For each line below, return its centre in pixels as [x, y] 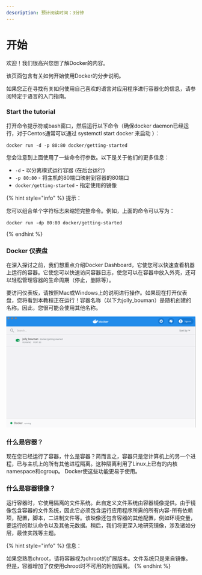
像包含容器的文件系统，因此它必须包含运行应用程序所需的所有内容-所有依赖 [100, 510]
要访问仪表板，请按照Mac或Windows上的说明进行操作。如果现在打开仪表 [97, 293]
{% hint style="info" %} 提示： [44, 198]
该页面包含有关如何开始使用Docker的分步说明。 [65, 76]
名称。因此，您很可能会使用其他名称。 [54, 308]
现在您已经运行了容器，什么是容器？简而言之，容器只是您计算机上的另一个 [98, 457]
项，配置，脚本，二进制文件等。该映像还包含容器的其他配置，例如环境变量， [101, 518]
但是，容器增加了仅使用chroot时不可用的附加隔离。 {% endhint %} [89, 566]
